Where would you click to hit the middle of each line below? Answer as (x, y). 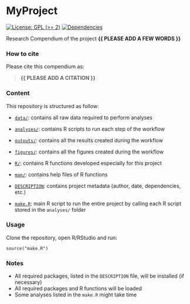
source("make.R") (27, 248)
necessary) (28, 282)
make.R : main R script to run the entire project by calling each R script (98, 203)
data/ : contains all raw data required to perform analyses (83, 117)
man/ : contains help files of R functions (61, 174)
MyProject (32, 11)
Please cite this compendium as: (45, 66)
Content (18, 93)
